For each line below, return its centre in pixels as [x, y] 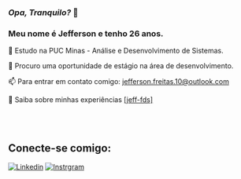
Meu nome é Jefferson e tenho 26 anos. [86, 33]
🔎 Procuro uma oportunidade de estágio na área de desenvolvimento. [121, 66]
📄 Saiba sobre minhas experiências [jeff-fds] [81, 100]
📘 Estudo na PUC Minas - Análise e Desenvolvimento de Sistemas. [116, 51]
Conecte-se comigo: [60, 148]
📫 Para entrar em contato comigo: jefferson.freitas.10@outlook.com [119, 82]
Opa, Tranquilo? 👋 [43, 13]
